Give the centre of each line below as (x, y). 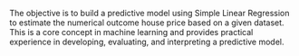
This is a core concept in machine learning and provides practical (131, 32)
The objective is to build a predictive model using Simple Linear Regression (149, 13)
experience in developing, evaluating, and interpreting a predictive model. (147, 42)
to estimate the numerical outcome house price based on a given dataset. (147, 23)
